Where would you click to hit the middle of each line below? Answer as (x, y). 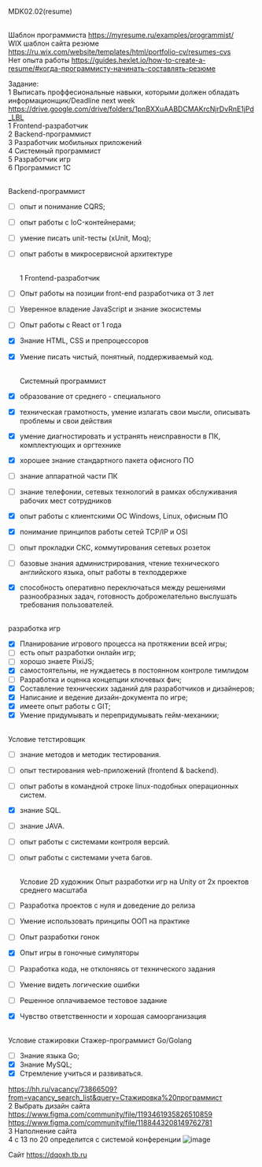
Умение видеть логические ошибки (79, 984)
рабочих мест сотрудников (65, 501)
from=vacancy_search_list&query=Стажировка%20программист (115, 1097)
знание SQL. (40, 810)
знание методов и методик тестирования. (90, 754)
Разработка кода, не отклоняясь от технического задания (117, 968)
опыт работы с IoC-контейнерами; (77, 222)
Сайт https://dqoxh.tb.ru (48, 1154)
